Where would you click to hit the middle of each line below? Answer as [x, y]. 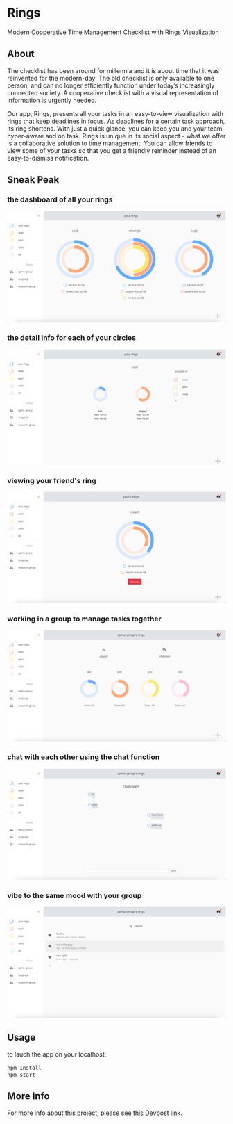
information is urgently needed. [52, 100]
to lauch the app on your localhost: [57, 1054]
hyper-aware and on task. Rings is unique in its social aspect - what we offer [116, 136]
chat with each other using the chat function [84, 757]
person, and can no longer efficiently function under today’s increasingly [111, 85]
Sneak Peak [33, 180]
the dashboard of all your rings [60, 199]
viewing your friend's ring [52, 480]
